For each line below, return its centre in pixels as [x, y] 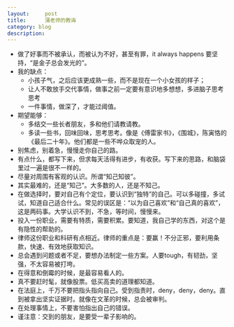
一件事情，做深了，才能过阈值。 [74, 106]
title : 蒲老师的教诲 [42, 20]
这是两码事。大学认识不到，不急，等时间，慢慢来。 [91, 211]
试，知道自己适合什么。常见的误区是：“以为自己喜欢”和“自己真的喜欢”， [121, 203]
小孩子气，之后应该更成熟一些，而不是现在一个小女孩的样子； [117, 81]
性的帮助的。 [48, 229]
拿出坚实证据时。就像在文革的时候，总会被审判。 [100, 299]
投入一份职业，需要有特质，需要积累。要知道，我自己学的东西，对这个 [118, 221]
